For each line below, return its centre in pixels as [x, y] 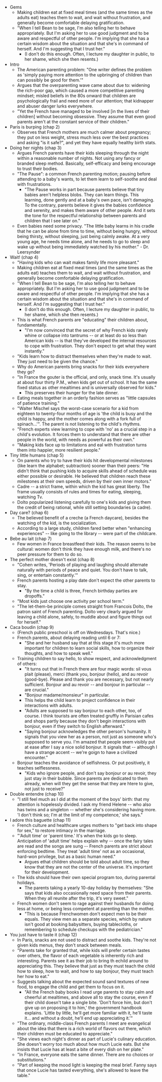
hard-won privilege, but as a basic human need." [66, 856]
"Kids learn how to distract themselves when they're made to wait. [84, 356]
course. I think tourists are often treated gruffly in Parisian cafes [89, 716]
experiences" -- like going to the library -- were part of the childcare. [87, 533]
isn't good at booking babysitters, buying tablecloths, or [81, 924]
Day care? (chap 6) [29, 513]
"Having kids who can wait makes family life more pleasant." [78, 262]
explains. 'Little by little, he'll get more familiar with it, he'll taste [88, 1013]
